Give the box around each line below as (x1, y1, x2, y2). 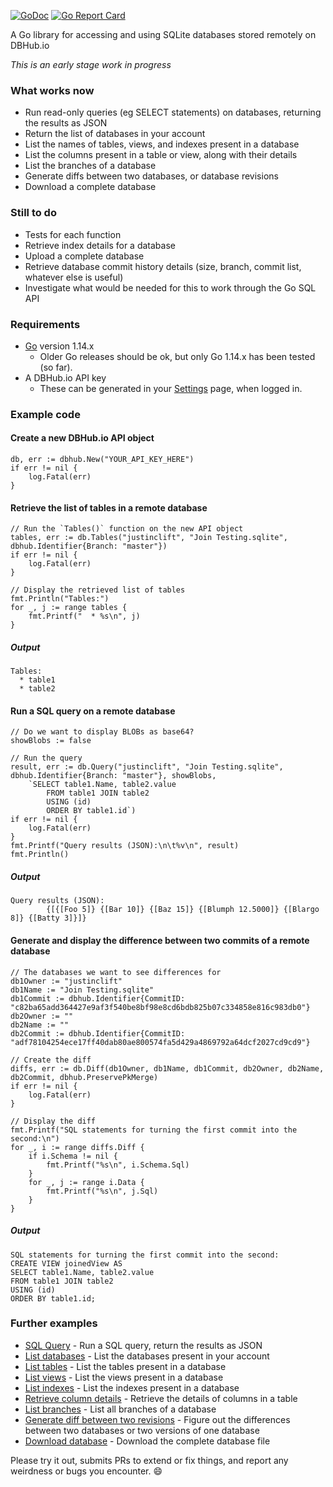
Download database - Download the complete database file (24, 1435, 271, 1447)
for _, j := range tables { (10, 603, 128, 613)
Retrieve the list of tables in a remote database (10, 501, 208, 514)
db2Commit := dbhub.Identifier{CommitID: (10, 1028, 186, 1039)
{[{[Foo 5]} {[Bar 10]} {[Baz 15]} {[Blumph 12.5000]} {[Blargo (46, 905, 320, 915)
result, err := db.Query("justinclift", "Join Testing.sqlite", (10, 762, 284, 772)
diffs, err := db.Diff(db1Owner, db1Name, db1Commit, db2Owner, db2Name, (10, 1063, 325, 1074)
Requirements (10, 317, 81, 331)
